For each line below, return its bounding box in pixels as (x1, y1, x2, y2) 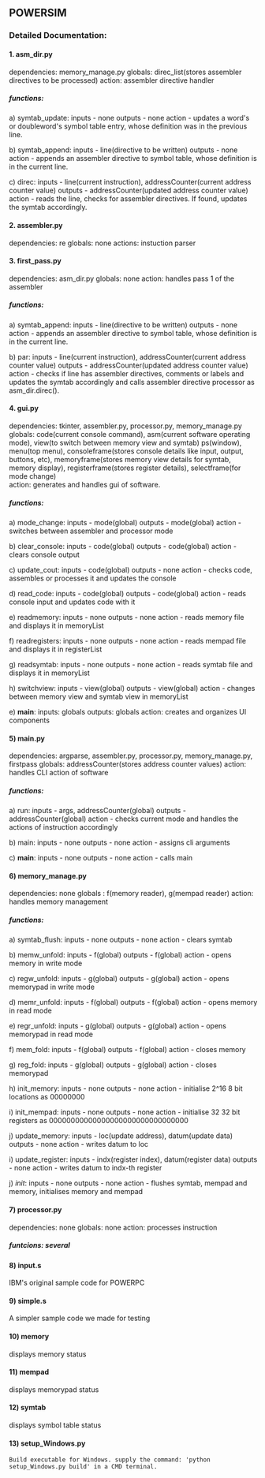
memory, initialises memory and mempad (9, 1187, 144, 1196)
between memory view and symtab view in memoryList (9, 692, 188, 701)
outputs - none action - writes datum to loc (9, 1140, 149, 1149)
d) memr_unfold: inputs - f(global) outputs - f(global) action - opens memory (9, 998, 258, 1007)
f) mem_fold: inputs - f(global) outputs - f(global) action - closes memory (9, 1045, 247, 1054)
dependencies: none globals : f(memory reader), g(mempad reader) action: (9, 889, 254, 898)
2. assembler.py (9, 221, 63, 230)
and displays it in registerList (9, 644, 103, 654)
